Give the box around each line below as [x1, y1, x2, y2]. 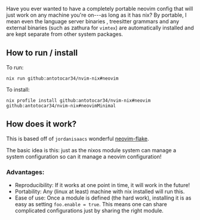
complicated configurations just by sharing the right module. [14, 207, 164, 214]
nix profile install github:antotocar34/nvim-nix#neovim [6, 97, 151, 104]
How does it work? [6, 119, 77, 129]
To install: [6, 86, 30, 93]
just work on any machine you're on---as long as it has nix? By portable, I [6, 11, 187, 19]
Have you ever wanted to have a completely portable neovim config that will [6, 5, 193, 12]
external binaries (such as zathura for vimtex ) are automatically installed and [6, 24, 194, 31]
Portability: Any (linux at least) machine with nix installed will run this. [14, 188, 185, 195]
